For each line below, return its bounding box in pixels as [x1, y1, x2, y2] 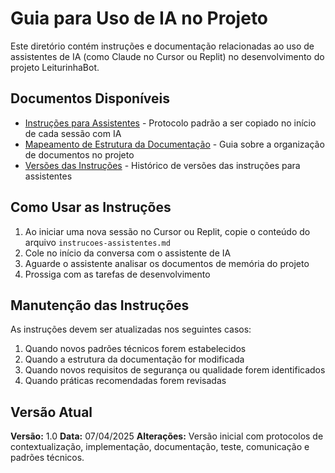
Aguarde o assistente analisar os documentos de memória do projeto [24, 257, 310, 269]
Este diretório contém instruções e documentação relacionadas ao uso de [10, 40, 315, 52]
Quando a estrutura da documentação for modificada [24, 353, 245, 366]
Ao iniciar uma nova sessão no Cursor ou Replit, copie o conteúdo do [24, 225, 311, 237]
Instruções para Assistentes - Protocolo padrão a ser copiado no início [24, 117, 317, 129]
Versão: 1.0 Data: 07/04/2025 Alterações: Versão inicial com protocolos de [10, 430, 324, 442]
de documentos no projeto [24, 148, 135, 161]
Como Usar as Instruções [10, 199, 172, 216]
